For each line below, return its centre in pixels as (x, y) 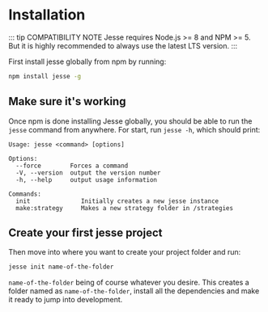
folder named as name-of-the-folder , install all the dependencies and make (134, 291)
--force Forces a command (72, 166)
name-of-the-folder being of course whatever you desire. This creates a (129, 282)
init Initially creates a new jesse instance (117, 201)
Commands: (25, 194)
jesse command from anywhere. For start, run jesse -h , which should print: (134, 129)
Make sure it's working (67, 101)
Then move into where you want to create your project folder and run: (125, 252)
